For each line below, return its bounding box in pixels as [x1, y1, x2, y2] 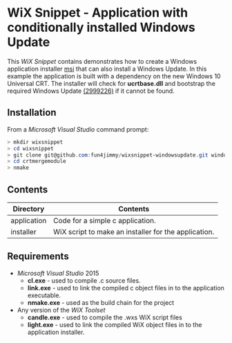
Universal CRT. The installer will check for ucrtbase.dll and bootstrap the [7, 79, 216, 87]
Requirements [7, 251, 69, 263]
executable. [27, 291, 61, 299]
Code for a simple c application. [52, 216, 157, 225]
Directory [12, 204, 45, 213]
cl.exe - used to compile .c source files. [27, 276, 141, 285]
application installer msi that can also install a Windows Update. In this [7, 64, 207, 73]
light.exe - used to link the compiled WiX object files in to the [27, 320, 202, 328]
